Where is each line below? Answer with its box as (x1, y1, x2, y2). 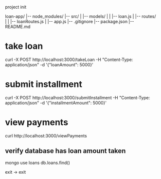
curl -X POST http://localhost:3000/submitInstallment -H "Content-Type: (5, 94, 150, 101)
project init (5, 4, 27, 10)
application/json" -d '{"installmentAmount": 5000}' (5, 100, 107, 105)
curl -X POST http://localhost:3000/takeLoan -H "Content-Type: (5, 57, 133, 62)
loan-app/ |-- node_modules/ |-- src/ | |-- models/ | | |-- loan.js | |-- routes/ (5, 14, 157, 19)
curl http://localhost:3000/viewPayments (5, 133, 87, 138)
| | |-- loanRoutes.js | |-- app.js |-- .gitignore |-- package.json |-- (5, 19, 134, 24)
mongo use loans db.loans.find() (5, 160, 71, 165)
